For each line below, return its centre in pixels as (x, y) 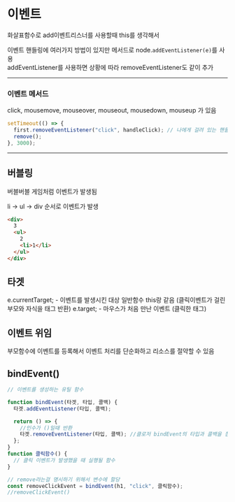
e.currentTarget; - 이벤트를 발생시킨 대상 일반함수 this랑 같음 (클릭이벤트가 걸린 (116, 300)
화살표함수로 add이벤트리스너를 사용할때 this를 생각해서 (83, 35)
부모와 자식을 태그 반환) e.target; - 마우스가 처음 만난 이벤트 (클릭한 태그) (107, 309)
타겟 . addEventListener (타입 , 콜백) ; (63, 409)
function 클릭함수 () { (37, 454)
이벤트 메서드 (28, 94)
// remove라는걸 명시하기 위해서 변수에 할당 (64, 480)
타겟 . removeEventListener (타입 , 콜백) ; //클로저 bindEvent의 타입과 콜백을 (121, 434)
